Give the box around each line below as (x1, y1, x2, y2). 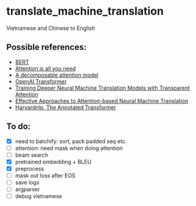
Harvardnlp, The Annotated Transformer (15, 104, 117, 111)
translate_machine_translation (6, 4, 164, 18)
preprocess (15, 165, 44, 172)
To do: (6, 121, 31, 132)
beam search (15, 151, 49, 158)
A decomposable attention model (15, 71, 99, 79)
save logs (15, 179, 40, 186)
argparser (15, 186, 40, 193)
